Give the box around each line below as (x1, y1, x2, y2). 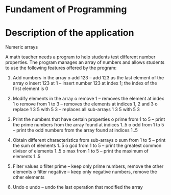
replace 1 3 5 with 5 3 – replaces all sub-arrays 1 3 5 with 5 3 (12, 106, 140, 113)
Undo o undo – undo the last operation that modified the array (12, 184, 143, 190)
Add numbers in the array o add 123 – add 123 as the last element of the (12, 75, 164, 81)
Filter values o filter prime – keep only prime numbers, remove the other (12, 163, 164, 169)
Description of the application (5, 27, 134, 39)
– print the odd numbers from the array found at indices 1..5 (12, 127, 138, 134)
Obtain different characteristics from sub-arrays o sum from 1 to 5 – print (12, 137, 166, 143)
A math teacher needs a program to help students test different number (5, 54, 156, 60)
